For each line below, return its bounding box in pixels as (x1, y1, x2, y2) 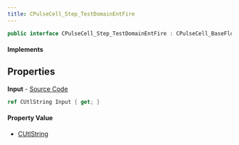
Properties (7, 65, 55, 78)
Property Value (7, 114, 53, 122)
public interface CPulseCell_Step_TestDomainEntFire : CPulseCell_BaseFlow (7, 30, 237, 37)
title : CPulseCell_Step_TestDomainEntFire (7, 10, 135, 18)
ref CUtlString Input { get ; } (7, 98, 100, 105)
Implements (7, 45, 44, 54)
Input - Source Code (7, 85, 68, 93)
